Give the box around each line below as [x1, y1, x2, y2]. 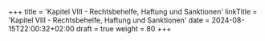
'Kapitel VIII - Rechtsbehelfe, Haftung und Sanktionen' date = [8, 15, 210, 25]
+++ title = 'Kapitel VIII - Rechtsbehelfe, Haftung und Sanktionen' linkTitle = [8, 7, 258, 16]
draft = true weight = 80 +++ [75, 24, 172, 33]
